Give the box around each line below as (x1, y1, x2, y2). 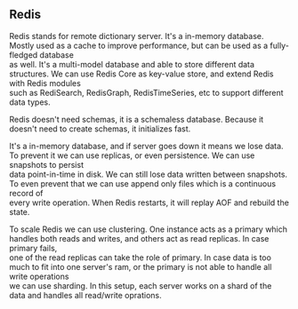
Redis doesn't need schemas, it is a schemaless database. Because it (9, 114, 264, 124)
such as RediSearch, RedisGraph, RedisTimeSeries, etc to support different (9, 87, 284, 98)
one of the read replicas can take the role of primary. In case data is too (9, 252, 271, 263)
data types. (9, 97, 51, 107)
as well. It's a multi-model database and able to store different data (9, 59, 255, 69)
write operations (9, 271, 69, 281)
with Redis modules (9, 77, 82, 88)
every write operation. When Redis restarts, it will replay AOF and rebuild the (9, 197, 289, 208)
